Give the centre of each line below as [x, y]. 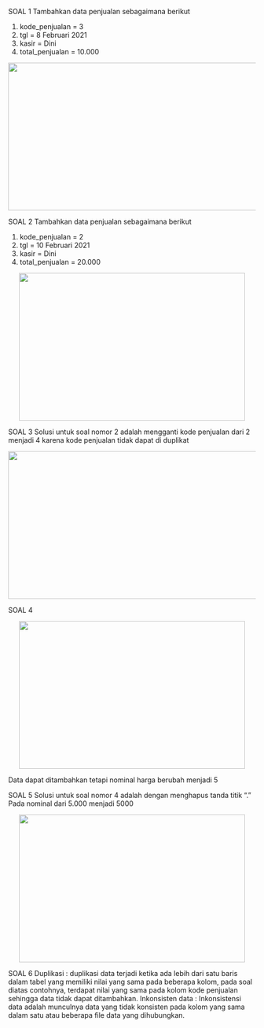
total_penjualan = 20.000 [60, 262]
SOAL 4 [20, 610]
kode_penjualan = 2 [51, 237]
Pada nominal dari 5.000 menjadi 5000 [71, 803]
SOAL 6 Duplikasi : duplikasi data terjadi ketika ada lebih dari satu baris [123, 973]
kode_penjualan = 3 [51, 26]
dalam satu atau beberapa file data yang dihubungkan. [97, 1015]
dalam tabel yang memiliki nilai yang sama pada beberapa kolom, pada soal [130, 982]
